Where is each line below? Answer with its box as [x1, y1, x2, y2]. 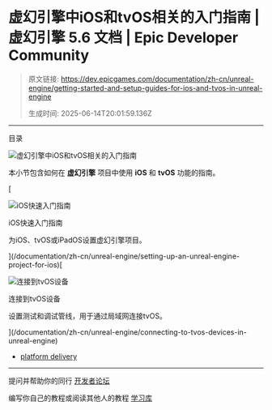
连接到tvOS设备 [8, 293, 61, 303]
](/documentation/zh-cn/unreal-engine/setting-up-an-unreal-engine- [8, 251, 240, 261]
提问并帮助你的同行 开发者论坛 [8, 375, 110, 386]
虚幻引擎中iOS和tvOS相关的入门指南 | [8, 8, 261, 27]
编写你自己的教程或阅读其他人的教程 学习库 [8, 393, 152, 403]
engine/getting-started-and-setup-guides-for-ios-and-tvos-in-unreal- [28, 83, 263, 92]
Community [8, 46, 90, 65]
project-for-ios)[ [8, 259, 63, 269]
